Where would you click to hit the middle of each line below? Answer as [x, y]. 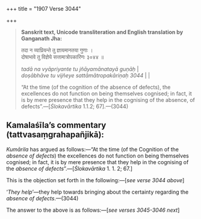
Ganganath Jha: [41, 38]
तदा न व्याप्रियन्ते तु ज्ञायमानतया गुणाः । [57, 50]
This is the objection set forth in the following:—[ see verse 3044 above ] [95, 180]
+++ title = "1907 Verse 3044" [44, 9]
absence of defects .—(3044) [42, 198]
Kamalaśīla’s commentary [56, 125]
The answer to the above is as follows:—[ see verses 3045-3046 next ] [93, 210]
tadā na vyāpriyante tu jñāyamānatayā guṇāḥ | [80, 69]
